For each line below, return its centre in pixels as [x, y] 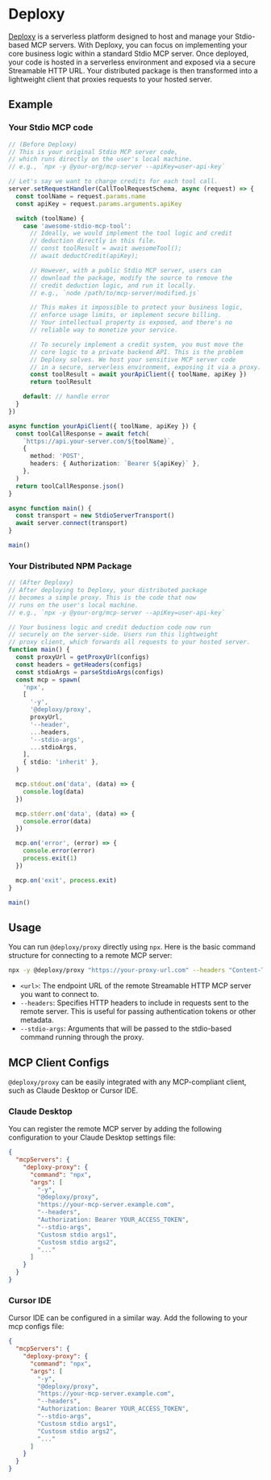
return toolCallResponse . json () [70, 486]
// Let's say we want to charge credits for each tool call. [113, 181]
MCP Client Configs [59, 1063]
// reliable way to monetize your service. [104, 330]
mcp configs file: [36, 1327]
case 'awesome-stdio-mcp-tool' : [77, 226]
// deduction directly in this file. [93, 241]
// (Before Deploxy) [43, 144]
